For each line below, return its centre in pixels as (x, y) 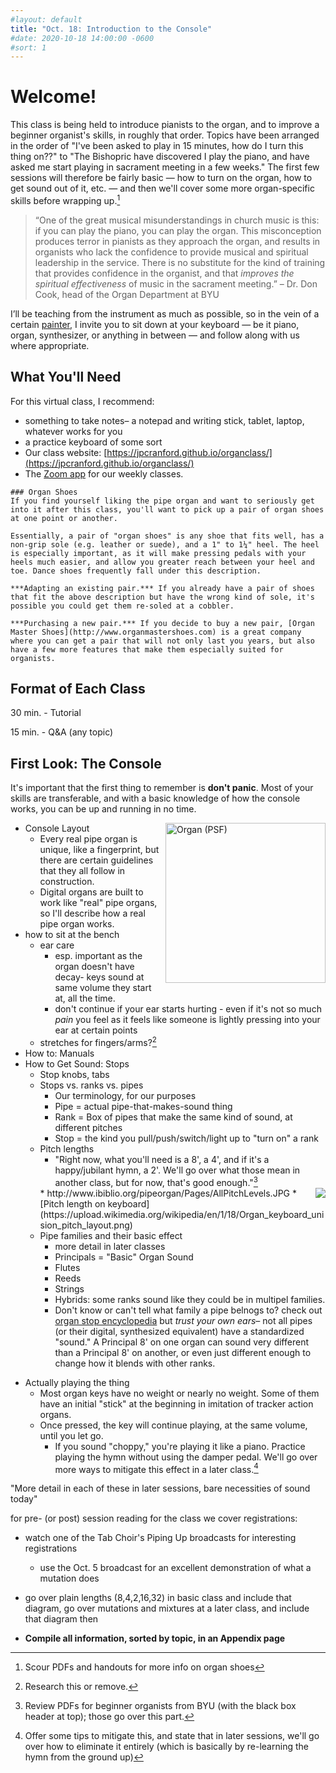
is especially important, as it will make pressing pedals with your (158, 553)
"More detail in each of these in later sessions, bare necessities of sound (160, 1488)
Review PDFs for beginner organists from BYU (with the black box (160, 1706)
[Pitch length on (72, 1203)
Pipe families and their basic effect (111, 1235)
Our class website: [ (66, 452)
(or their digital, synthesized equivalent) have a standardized (179, 1331)
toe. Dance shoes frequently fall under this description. (136, 571)
